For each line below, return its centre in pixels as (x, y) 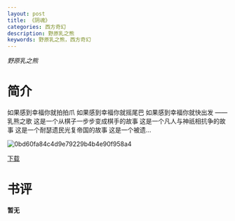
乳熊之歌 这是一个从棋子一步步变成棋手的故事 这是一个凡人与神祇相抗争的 (113, 121)
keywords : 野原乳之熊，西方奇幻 (49, 40)
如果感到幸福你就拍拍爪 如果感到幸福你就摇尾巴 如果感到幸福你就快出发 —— (117, 112)
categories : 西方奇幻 (37, 27)
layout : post (26, 14)
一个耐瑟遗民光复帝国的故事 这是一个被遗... (89, 130)
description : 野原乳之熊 (41, 33)
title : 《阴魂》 (29, 20)
